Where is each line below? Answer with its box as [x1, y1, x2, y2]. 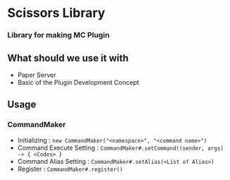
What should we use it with [7, 52, 129, 64]
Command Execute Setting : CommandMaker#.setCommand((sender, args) [17, 143, 224, 152]
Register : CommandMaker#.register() [17, 164, 123, 173]
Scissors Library [7, 5, 106, 21]
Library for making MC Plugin [7, 30, 110, 40]
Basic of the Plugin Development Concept [17, 78, 140, 86]
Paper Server [17, 71, 56, 79]
